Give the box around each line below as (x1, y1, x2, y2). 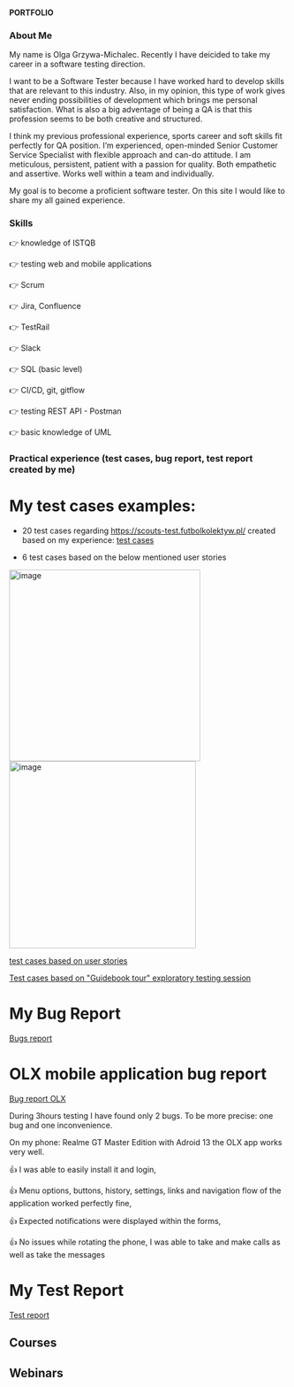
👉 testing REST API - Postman (9, 406, 122, 416)
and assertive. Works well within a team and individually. (9, 168, 215, 179)
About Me (9, 29, 53, 42)
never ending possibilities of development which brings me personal (9, 94, 258, 105)
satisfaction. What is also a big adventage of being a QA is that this (9, 104, 253, 114)
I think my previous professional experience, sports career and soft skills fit (9, 130, 283, 141)
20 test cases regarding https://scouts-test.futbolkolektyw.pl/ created (21, 525, 276, 536)
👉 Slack (9, 343, 41, 353)
